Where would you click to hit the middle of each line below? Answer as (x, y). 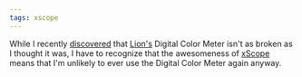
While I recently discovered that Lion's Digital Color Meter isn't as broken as (151, 43)
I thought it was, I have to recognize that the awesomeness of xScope (140, 53)
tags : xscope (34, 18)
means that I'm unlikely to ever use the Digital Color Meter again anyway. (146, 63)
